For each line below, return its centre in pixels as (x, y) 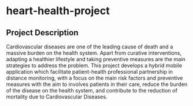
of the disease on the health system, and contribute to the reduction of (92, 90)
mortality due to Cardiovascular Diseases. (57, 97)
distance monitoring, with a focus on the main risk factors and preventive (95, 78)
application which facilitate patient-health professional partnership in (89, 72)
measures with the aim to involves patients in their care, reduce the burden (97, 84)
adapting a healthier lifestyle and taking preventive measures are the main (96, 59)
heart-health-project (58, 11)
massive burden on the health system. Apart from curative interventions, (94, 53)
